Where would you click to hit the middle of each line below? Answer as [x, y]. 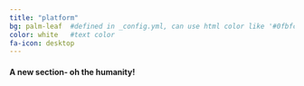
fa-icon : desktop [42, 43]
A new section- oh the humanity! [72, 72]
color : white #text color [62, 34]
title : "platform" [44, 18]
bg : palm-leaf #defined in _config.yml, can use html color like [137, 26]
